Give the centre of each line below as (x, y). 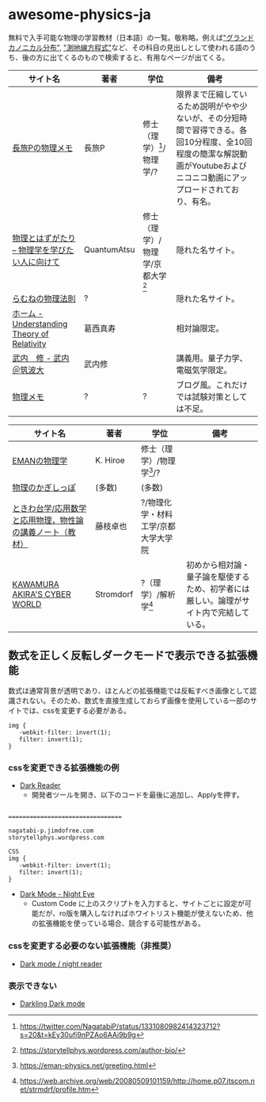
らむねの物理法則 (44, 298)
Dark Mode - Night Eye (57, 894)
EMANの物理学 (40, 461)
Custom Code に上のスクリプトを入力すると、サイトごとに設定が (138, 904)
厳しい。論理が (214, 601)
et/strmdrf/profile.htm (55, 1089)
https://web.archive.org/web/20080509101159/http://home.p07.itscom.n (137, 1081)
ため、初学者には (218, 589)
